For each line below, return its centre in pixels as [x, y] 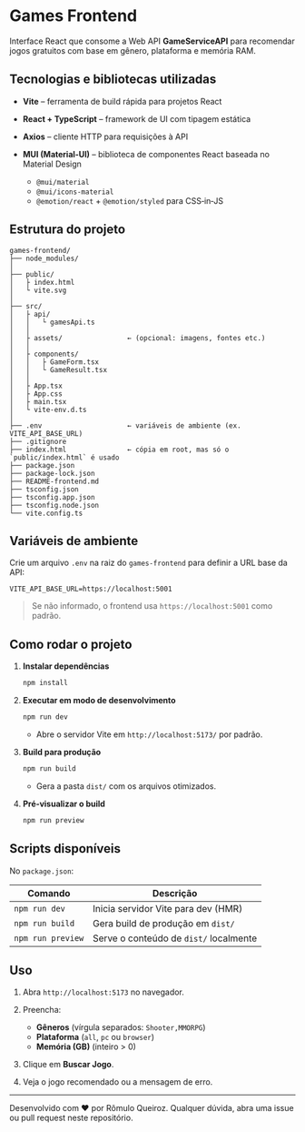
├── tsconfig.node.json [54, 505]
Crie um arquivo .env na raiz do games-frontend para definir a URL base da [148, 563]
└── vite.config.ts [46, 513]
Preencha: [42, 1010]
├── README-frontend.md [54, 481]
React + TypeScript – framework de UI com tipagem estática [137, 118]
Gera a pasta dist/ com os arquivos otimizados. [126, 786]
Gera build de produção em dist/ [163, 923]
